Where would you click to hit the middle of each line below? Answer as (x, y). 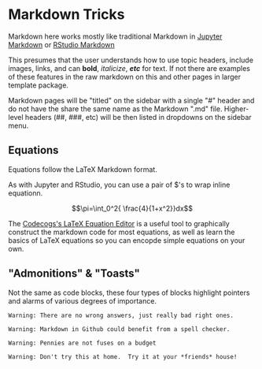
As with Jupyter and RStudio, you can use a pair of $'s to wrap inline (119, 184)
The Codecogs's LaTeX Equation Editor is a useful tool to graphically (119, 223)
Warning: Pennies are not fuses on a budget (82, 343)
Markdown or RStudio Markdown (62, 44)
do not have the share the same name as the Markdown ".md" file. (115, 109)
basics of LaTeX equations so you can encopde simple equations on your (127, 240)
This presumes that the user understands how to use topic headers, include (131, 60)
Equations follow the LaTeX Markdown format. (83, 169)
